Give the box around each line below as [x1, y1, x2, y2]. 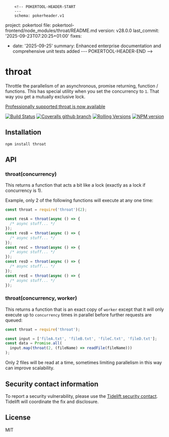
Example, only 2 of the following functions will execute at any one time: [5, 197, 153, 203]
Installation [5, 128, 41, 137]
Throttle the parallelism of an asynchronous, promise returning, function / [5, 82, 158, 89]
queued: [5, 317, 23, 323]
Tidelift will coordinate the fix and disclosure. [5, 398, 99, 404]
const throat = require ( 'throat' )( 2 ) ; [5, 207, 87, 213]
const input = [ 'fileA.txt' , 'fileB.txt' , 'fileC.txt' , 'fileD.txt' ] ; [5, 336, 157, 341]
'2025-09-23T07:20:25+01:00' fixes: [5, 33, 82, 39]
